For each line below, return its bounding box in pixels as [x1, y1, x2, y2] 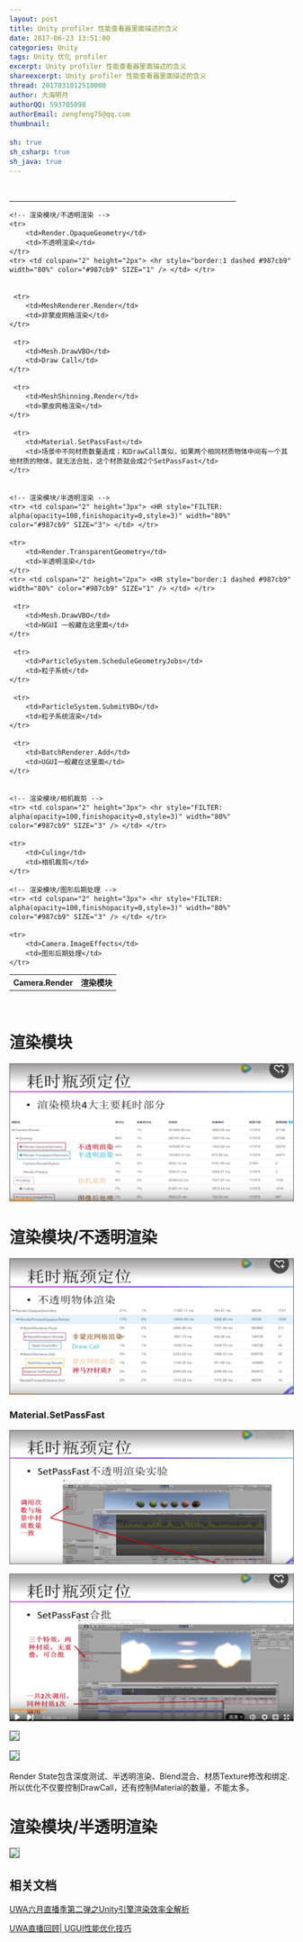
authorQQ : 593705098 [9, 100, 87, 109]
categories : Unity [9, 43, 78, 52]
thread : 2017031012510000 [9, 81, 106, 90]
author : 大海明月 [9, 90, 69, 99]
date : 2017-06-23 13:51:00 [9, 33, 111, 42]
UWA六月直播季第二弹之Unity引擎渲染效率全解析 [9, 1903, 190, 1914]
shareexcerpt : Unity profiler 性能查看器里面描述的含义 [9, 72, 207, 81]
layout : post [9, 14, 58, 23]
